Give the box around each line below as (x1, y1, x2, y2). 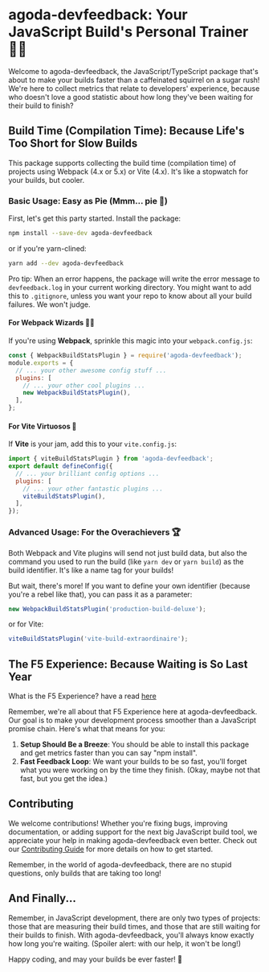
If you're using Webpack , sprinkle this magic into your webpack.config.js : (8, 336, 253, 345)
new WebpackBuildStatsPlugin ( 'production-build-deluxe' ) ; (8, 605, 206, 613)
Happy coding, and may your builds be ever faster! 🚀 (8, 954, 183, 964)
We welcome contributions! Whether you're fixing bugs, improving (8, 818, 228, 828)
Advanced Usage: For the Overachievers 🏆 (8, 527, 181, 538)
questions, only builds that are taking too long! (8, 868, 162, 878)
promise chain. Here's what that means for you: (8, 724, 166, 734)
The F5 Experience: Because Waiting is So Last (8, 657, 248, 671)
